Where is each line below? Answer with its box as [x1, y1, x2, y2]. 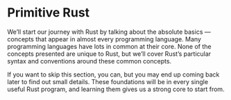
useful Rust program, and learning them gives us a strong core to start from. [7, 85, 225, 93]
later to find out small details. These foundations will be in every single [7, 77, 209, 86]
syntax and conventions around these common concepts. [7, 57, 172, 65]
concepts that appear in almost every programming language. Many [7, 34, 201, 43]
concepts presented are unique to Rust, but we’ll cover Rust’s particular [7, 50, 212, 58]
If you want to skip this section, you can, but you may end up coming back [7, 70, 220, 79]
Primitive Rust [7, 5, 90, 21]
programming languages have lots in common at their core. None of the [7, 42, 212, 50]
